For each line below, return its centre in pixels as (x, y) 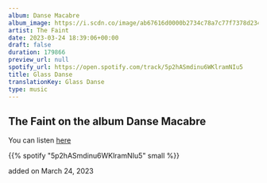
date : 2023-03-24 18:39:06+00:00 (64, 38)
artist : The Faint (39, 30)
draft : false (30, 45)
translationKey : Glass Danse (56, 82)
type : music (28, 89)
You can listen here (40, 140)
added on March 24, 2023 (51, 171)
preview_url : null (39, 60)
